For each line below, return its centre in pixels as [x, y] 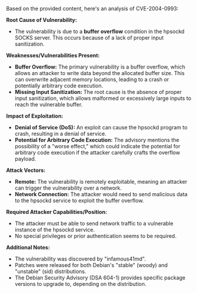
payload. [25, 159]
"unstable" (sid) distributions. [51, 271]
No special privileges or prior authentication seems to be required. [96, 236]
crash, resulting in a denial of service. [60, 134]
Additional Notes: [28, 247]
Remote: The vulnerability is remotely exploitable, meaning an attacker [101, 182]
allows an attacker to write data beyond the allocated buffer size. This [100, 73]
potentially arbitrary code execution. [59, 86]
